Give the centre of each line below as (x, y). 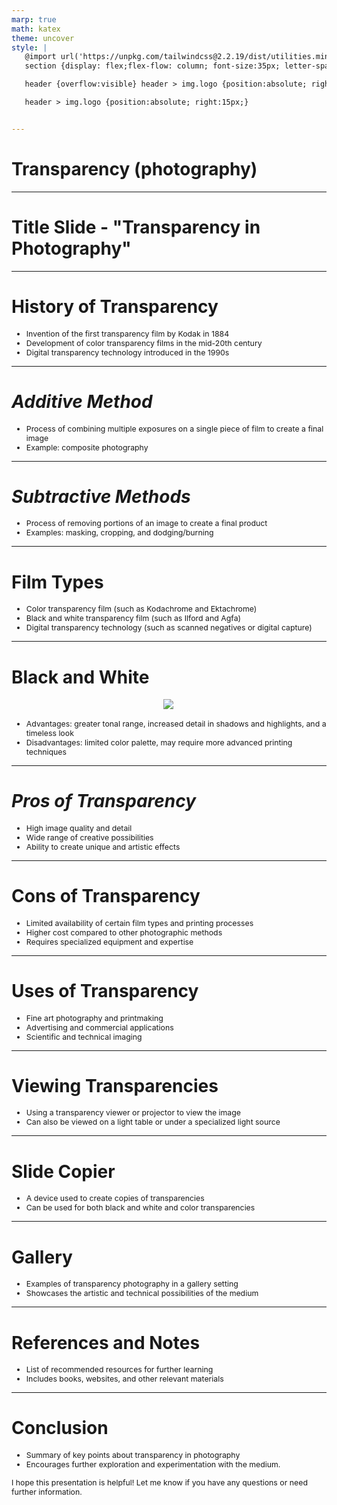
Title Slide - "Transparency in (136, 227)
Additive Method (82, 401)
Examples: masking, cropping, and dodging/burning (119, 532)
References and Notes (106, 1342)
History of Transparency (115, 306)
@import (40, 57)
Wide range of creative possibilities (89, 837)
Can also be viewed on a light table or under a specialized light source (153, 1122)
